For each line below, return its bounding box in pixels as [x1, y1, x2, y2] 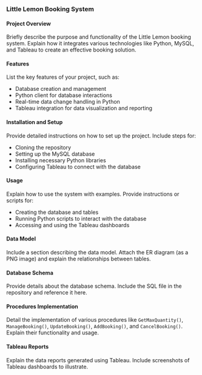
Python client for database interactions [15, 91, 112, 99]
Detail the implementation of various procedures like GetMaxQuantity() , [6, 316, 184, 324]
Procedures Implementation [6, 302, 79, 310]
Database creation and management [15, 85, 107, 93]
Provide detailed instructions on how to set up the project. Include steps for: [6, 132, 196, 139]
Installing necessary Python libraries [15, 156, 106, 164]
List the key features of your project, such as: [6, 73, 120, 81]
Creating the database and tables [15, 208, 99, 216]
